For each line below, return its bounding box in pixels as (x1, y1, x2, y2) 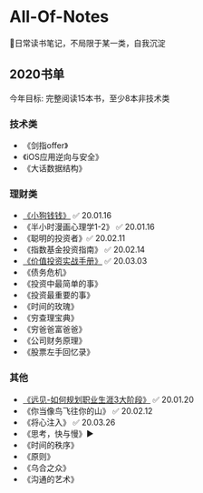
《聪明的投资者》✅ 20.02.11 (22, 233, 125, 244)
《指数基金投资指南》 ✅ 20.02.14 (22, 244, 146, 256)
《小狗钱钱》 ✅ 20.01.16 (22, 210, 111, 221)
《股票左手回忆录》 (22, 347, 95, 357)
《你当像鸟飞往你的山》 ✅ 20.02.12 (22, 405, 153, 416)
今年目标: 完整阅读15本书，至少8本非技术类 (9, 93, 170, 104)
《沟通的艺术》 (22, 473, 79, 484)
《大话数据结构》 (22, 163, 87, 174)
